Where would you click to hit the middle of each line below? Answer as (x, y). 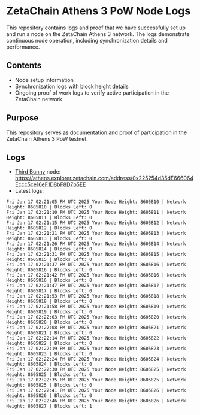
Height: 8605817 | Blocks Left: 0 (49, 291)
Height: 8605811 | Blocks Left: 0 (49, 218)
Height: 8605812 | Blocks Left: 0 (49, 228)
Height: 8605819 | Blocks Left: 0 (49, 312)
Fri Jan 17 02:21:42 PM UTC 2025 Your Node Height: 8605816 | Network (96, 275)
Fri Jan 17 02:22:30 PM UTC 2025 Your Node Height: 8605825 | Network (96, 369)
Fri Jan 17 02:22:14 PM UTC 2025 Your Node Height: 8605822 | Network (96, 338)
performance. (23, 47)
